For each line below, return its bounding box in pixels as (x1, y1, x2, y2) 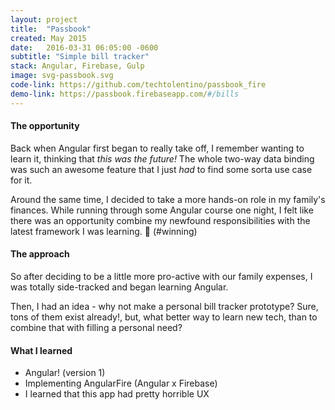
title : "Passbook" (10, 24, 92, 34)
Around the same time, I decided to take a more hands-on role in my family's (10, 193, 326, 205)
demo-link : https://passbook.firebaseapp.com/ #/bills (10, 89, 240, 99)
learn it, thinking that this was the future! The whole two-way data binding (10, 152, 315, 165)
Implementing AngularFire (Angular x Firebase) (24, 377, 218, 390)
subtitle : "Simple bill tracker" (10, 52, 150, 62)
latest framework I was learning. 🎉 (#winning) (10, 225, 198, 237)
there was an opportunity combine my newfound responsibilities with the (10, 214, 311, 226)
